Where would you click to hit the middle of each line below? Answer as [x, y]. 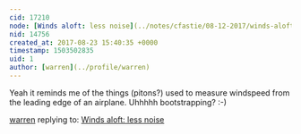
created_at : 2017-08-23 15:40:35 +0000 [84, 42]
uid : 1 [21, 59]
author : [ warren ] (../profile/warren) [80, 68]
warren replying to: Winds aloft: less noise [87, 119]
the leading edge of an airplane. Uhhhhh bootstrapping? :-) [118, 102]
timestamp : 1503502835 [52, 51]
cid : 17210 [30, 17]
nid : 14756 [30, 34]
